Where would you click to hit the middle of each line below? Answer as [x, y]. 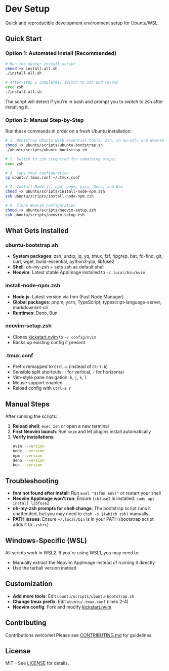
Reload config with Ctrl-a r [42, 388]
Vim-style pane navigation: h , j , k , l [50, 377]
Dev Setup [28, 9]
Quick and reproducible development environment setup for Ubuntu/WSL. [82, 23]
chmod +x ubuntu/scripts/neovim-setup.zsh [51, 210]
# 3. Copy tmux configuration [37, 173]
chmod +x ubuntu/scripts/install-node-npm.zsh [55, 192]
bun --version [27, 465]
